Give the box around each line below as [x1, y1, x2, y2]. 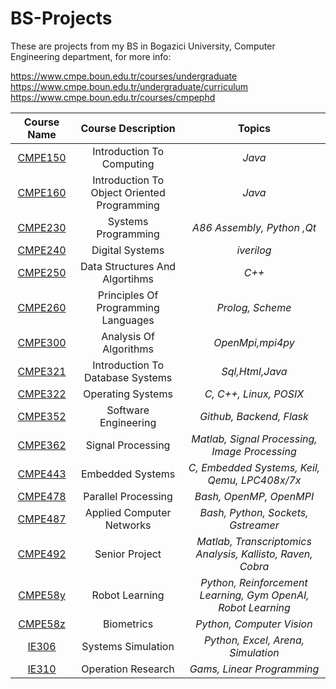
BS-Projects [10, 7, 113, 30]
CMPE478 [17, 489, 67, 503]
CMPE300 [17, 335, 67, 349]
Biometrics [103, 617, 154, 631]
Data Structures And [80, 259, 177, 273]
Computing [101, 157, 155, 171]
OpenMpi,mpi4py [213, 335, 295, 349]
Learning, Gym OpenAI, [199, 588, 310, 602]
